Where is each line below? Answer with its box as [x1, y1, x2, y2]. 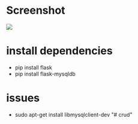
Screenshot [6, 4, 65, 17]
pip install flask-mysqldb [14, 70, 76, 77]
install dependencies [6, 44, 113, 58]
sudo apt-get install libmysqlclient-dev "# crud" [14, 111, 133, 118]
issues [6, 91, 40, 105]
